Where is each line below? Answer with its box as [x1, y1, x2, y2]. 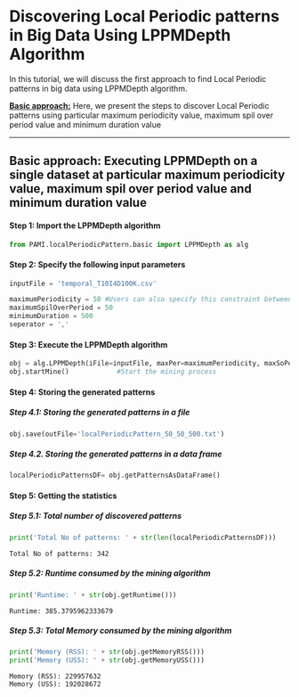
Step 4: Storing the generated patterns [9, 386, 156, 398]
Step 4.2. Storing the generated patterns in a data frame [9, 448, 222, 459]
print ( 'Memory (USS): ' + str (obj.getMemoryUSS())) [9, 656, 205, 665]
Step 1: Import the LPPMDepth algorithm [9, 220, 161, 231]
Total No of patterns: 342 [9, 549, 109, 558]
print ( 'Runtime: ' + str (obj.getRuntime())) [9, 590, 177, 599]
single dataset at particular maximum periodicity [9, 168, 286, 183]
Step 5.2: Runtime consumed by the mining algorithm [9, 568, 211, 578]
